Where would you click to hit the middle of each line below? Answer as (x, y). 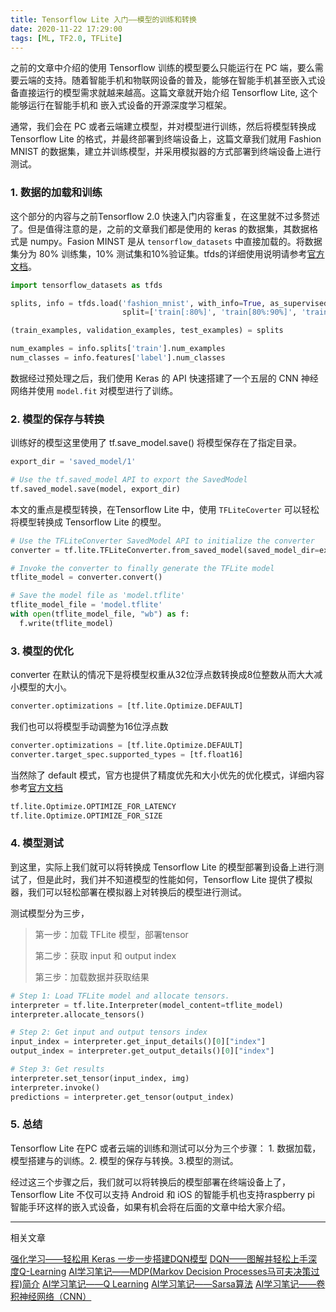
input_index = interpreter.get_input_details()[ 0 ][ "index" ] (138, 1042)
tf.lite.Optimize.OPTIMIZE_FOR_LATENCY (93, 806)
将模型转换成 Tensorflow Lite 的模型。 (88, 522)
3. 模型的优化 (42, 651)
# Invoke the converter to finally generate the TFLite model (142, 568)
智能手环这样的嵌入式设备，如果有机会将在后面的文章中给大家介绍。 (150, 1207)
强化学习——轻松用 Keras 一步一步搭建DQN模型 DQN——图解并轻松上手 (159, 1258)
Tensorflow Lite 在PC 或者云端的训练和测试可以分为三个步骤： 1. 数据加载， (166, 1148)
